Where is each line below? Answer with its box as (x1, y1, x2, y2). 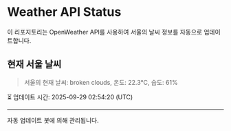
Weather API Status (7, 4, 122, 20)
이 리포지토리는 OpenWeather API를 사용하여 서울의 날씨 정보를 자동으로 (7, 28, 203, 36)
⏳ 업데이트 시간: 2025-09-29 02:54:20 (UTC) (7, 92, 133, 101)
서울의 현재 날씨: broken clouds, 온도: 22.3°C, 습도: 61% (23, 78, 178, 86)
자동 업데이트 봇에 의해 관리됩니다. (7, 116, 99, 124)
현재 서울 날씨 (7, 59, 62, 70)
